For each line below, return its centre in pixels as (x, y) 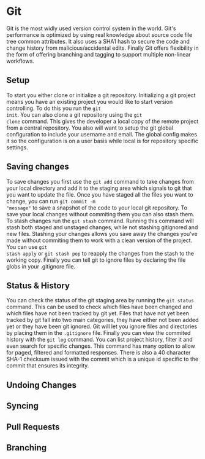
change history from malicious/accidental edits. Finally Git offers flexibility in (102, 48)
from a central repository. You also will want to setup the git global (90, 128)
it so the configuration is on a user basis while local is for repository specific (102, 141)
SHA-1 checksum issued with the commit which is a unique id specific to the (102, 359)
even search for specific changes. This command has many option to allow (101, 346)
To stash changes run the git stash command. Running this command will (100, 221)
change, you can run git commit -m (51, 201)
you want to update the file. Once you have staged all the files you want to (100, 194)
